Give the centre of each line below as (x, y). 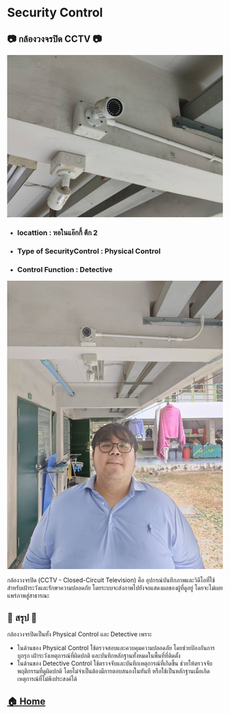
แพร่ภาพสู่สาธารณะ (28, 596)
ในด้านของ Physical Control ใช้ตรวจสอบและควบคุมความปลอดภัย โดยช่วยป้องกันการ (116, 647)
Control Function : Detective (65, 269)
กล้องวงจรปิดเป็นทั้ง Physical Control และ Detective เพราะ (79, 634)
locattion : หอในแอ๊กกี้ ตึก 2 (57, 233)
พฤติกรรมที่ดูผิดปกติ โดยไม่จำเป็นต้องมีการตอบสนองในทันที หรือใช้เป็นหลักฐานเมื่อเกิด (113, 671)
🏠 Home (26, 702)
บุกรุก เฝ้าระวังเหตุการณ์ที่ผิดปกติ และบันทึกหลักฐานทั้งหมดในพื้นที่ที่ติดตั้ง (99, 655)
